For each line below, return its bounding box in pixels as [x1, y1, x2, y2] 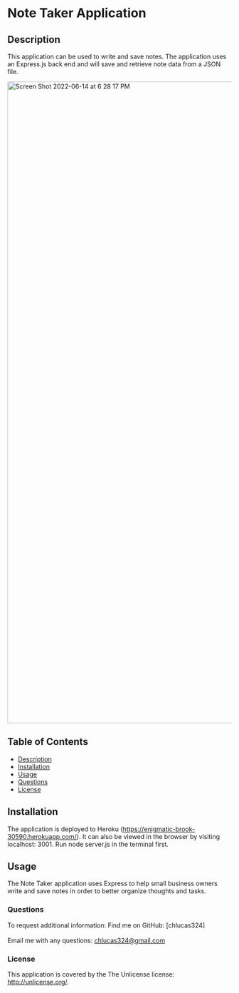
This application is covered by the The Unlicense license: [7, 970, 175, 979]
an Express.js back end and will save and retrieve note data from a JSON [7, 60, 221, 68]
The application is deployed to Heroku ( [7, 825, 123, 833]
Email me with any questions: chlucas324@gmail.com [7, 936, 166, 945]
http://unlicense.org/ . [7, 978, 70, 987]
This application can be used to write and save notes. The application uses [7, 52, 227, 61]
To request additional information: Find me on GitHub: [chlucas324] [7, 921, 206, 930]
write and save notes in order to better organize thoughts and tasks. [7, 887, 206, 895]
